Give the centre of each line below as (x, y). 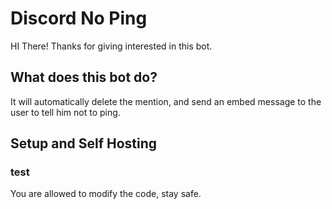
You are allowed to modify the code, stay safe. (106, 194)
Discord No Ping (79, 18)
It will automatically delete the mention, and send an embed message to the (166, 101)
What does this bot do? (84, 77)
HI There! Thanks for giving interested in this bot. (111, 46)
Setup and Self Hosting (84, 143)
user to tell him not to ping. (65, 112)
